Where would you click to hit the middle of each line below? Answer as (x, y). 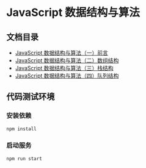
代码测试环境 (31, 97)
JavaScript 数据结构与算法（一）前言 (61, 53)
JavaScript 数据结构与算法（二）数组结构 (67, 60)
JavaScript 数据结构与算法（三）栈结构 (64, 68)
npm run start (24, 159)
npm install (21, 129)
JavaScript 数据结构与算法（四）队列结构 (67, 76)
